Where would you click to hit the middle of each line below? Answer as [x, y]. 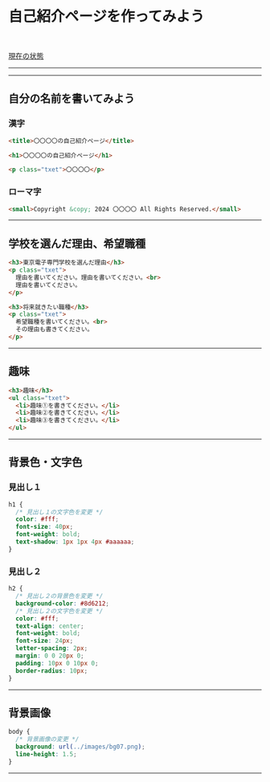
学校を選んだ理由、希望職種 [77, 243]
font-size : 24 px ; [45, 641]
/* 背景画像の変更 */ [47, 739]
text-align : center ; [50, 626]
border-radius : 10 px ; [52, 671]
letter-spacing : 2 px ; [52, 649]
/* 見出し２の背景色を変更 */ [59, 596]
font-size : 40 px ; [45, 527]
